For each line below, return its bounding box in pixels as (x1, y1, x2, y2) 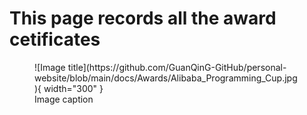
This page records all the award (9, 7, 277, 30)
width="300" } (43, 82, 104, 94)
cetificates (9, 28, 101, 51)
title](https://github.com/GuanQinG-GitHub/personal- (67, 61, 287, 73)
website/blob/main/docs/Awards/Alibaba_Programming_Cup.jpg (34, 72, 298, 84)
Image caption (34, 93, 94, 105)
